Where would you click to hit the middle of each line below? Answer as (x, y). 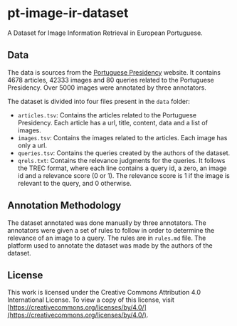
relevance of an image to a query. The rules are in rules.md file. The (107, 238)
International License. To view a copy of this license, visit (91, 300)
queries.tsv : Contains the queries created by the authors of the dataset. (124, 153)
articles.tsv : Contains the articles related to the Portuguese (107, 115)
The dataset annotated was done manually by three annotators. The (107, 223)
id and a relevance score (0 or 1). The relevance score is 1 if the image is (123, 175)
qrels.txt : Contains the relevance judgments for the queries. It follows (121, 160)
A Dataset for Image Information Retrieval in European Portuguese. (105, 33)
